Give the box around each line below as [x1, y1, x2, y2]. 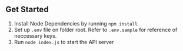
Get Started [5, 5, 49, 14]
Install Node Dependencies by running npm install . [14, 20, 139, 27]
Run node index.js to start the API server [14, 38, 114, 45]
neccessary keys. [14, 32, 57, 39]
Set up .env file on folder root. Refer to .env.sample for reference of [14, 26, 178, 33]
